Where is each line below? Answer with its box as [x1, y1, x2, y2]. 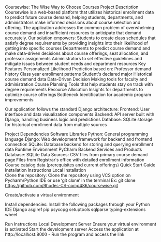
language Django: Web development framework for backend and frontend [5, 136, 152, 142]
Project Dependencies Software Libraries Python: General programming [5, 131, 148, 137]
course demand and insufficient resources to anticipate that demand [5, 30, 142, 35]
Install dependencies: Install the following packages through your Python [5, 201, 150, 207]
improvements [5, 97, 34, 102]
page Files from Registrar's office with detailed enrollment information [5, 157, 145, 162]
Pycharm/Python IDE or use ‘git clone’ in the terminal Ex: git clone [5, 177, 136, 183]
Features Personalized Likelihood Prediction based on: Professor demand [5, 66, 151, 72]
